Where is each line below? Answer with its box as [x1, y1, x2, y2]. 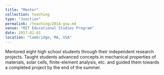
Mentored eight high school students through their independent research [5, 48, 154, 55]
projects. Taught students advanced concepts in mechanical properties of [5, 54, 156, 60]
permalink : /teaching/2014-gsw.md [5, 21, 77, 26]
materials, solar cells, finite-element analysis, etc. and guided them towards [5, 59, 160, 65]
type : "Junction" [5, 16, 41, 21]
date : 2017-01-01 [5, 30, 41, 35]
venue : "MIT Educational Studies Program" [5, 26, 94, 31]
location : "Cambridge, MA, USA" [5, 35, 72, 40]
